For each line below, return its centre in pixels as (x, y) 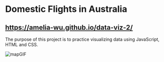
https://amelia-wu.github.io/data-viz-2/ (69, 28)
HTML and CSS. (22, 45)
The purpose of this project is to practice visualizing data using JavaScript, (82, 39)
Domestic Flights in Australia (66, 9)
